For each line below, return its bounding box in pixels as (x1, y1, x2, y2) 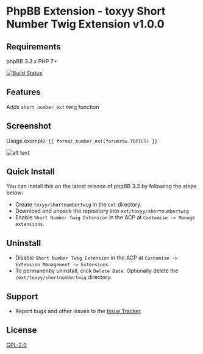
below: (6, 189, 23, 196)
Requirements (6, 41, 61, 52)
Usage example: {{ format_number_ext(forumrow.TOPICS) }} (6, 137, 158, 144)
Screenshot (6, 121, 52, 132)
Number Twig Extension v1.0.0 (6, 17, 165, 31)
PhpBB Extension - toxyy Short (6, 4, 166, 18)
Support (6, 291, 38, 302)
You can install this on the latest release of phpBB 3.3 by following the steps (6, 183, 197, 190)
